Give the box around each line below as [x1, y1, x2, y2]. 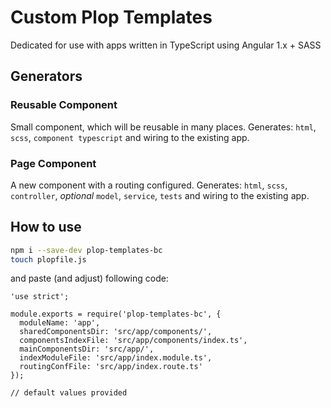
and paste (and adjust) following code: [10, 272, 169, 285]
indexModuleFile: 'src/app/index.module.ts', [19, 353, 213, 363]
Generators [10, 68, 83, 85]
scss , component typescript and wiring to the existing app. [10, 131, 250, 143]
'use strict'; [10, 292, 70, 302]
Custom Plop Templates [10, 6, 213, 29]
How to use [10, 219, 82, 236]
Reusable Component [10, 98, 118, 112]
